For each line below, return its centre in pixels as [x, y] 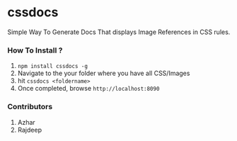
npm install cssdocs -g [53, 67]
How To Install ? [35, 50]
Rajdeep [30, 130]
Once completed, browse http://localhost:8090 [88, 89]
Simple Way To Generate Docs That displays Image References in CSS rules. [119, 32]
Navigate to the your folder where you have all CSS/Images [104, 73]
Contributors [30, 107]
